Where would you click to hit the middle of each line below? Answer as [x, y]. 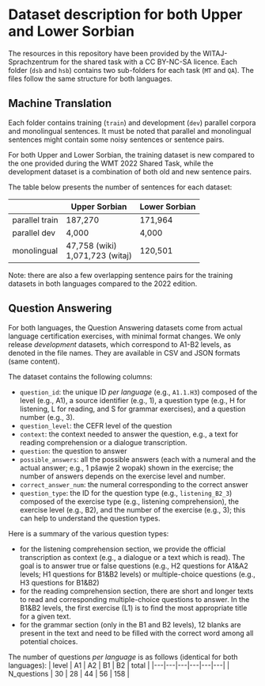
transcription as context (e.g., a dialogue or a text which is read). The [132, 557]
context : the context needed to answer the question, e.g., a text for [129, 434]
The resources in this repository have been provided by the [105, 53]
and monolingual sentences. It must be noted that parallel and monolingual [130, 131]
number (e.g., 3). [47, 417]
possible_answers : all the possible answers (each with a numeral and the [138, 459]
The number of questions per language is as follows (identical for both [123, 657]
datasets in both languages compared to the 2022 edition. [103, 284]
